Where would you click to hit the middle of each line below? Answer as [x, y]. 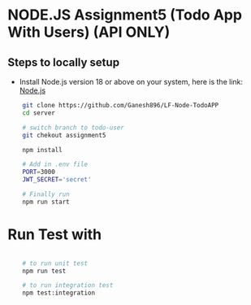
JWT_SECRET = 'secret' [57, 180]
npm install [42, 150]
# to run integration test [68, 285]
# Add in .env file [55, 164]
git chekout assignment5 [64, 135]
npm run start [46, 202]
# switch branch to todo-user [74, 128]
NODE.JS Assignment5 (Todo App [125, 15]
